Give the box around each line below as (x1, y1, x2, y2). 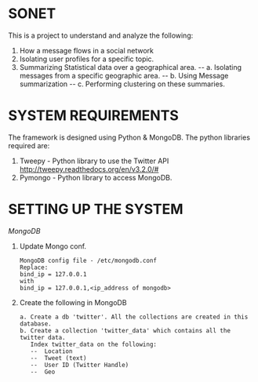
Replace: (19, 264, 49, 271)
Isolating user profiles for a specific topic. (19, 54, 154, 64)
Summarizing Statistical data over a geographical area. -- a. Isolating (19, 62, 242, 71)
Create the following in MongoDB (19, 297, 127, 307)
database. (19, 319, 53, 328)
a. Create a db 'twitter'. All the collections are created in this (19, 313, 249, 321)
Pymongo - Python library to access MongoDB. (19, 173, 173, 182)
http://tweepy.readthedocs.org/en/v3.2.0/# (19, 164, 159, 173)
